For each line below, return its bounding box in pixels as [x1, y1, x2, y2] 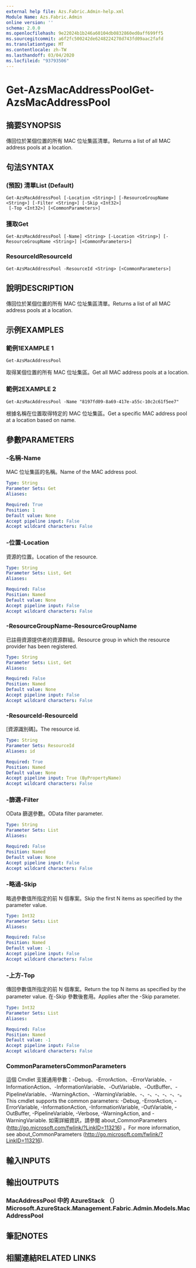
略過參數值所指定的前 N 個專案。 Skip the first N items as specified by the [6, 895, 183, 902]
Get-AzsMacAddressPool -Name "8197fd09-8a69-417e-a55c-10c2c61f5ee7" [6, 399, 180, 404]
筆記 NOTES [6, 1231, 49, 1241]
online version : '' [6, 19, 54, 25]
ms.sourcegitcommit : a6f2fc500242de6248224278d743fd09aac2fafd [6, 36, 164, 42]
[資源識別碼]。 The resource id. [6, 725, 81, 732]
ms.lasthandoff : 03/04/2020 [6, 52, 75, 58]
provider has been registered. [6, 643, 78, 650]
